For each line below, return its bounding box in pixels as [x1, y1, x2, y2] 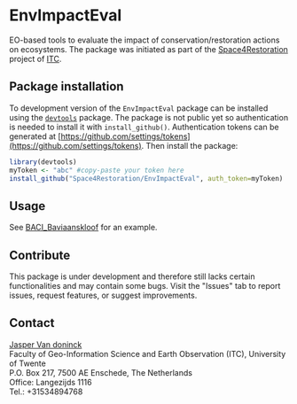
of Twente [9, 358, 46, 369]
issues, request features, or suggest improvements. [9, 290, 198, 300]
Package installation [9, 79, 124, 94]
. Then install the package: [141, 140, 238, 151]
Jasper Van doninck [9, 338, 82, 350]
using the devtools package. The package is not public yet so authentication [9, 112, 289, 122]
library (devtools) [9, 157, 77, 167]
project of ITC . [9, 53, 62, 64]
